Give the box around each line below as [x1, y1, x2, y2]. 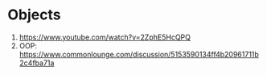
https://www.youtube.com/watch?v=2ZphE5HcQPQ [18, 32, 191, 42]
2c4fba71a [18, 58, 55, 68]
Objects [7, 6, 61, 24]
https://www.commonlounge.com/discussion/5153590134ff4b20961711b [18, 49, 259, 59]
